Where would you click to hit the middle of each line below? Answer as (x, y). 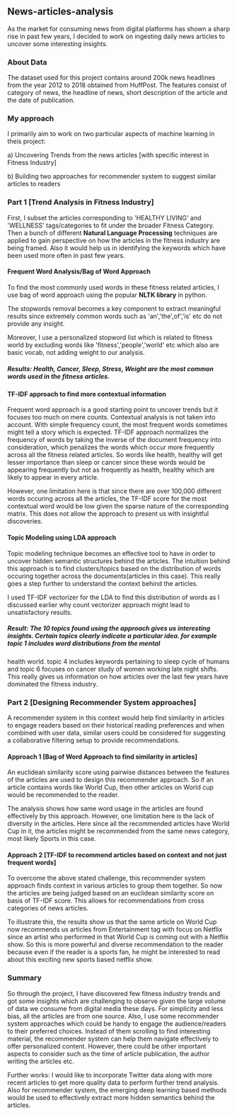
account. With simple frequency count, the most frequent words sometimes (117, 425)
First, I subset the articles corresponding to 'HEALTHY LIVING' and (104, 217)
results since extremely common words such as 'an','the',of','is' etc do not (115, 316)
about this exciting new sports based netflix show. (80, 960)
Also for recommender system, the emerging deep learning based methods (117, 1089)
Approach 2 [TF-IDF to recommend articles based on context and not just (117, 855)
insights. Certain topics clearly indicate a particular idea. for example (112, 636)
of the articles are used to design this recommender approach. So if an (110, 780)
